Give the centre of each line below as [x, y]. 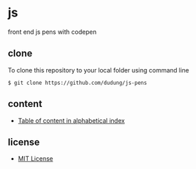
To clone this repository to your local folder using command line [98, 70]
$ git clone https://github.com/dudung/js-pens [78, 83]
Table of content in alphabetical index [71, 120]
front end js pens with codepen [52, 32]
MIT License [36, 159]
